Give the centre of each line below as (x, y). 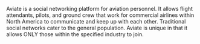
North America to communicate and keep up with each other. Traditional (96, 21)
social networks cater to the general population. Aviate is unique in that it (97, 28)
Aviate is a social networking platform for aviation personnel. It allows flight (100, 9)
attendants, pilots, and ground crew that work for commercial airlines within (100, 15)
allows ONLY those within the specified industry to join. (75, 34)
